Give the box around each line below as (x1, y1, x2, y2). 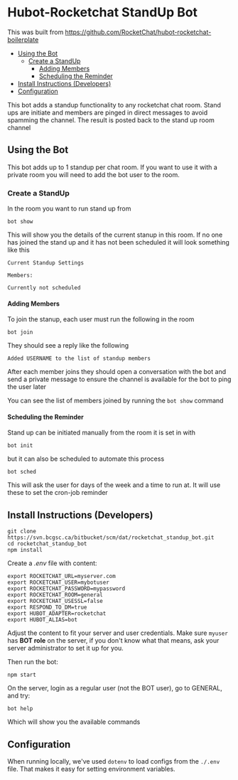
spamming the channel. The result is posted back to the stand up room (7, 115, 215, 124)
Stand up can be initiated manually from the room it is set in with (7, 428, 195, 437)
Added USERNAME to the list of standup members (7, 355, 151, 363)
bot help (7, 705, 33, 712)
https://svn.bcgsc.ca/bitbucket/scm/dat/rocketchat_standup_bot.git (7, 534, 215, 541)
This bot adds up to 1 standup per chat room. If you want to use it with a (7, 163, 218, 171)
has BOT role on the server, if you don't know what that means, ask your (7, 636, 220, 645)
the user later (7, 383, 47, 391)
